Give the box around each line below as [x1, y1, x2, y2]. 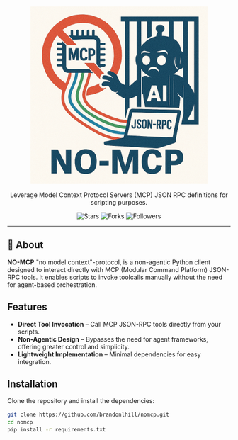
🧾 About [7, 239, 44, 251]
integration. [17, 357, 52, 366]
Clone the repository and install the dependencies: [7, 397, 155, 405]
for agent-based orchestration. [7, 280, 98, 289]
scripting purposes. [91, 198, 147, 206]
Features [7, 301, 47, 313]
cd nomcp [7, 419, 33, 426]
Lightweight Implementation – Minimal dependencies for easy [17, 350, 201, 359]
